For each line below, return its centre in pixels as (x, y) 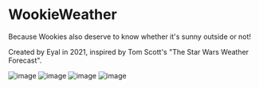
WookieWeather (63, 15)
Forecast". (25, 60)
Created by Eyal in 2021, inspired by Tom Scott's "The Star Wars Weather (129, 52)
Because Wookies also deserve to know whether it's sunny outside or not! (130, 36)
